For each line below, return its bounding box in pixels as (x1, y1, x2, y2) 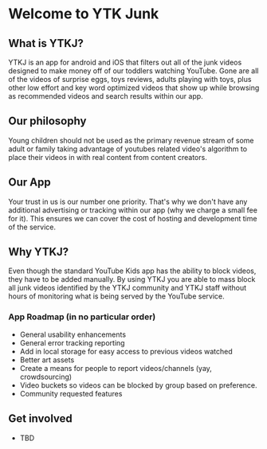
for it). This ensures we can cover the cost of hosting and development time (8, 213, 257, 223)
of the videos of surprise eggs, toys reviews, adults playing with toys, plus (8, 75, 252, 84)
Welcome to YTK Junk (8, 5, 159, 23)
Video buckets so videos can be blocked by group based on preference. (19, 380, 257, 390)
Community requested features (19, 388, 123, 398)
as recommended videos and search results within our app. (8, 92, 203, 100)
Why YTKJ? (8, 245, 69, 259)
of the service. (8, 222, 56, 232)
